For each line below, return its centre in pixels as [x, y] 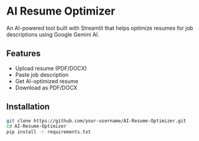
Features [23, 54]
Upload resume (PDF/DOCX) [51, 68]
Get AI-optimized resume [47, 81]
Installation [28, 107]
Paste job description [42, 75]
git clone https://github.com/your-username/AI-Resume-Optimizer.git [96, 121]
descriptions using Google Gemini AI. [53, 34]
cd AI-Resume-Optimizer [37, 126]
